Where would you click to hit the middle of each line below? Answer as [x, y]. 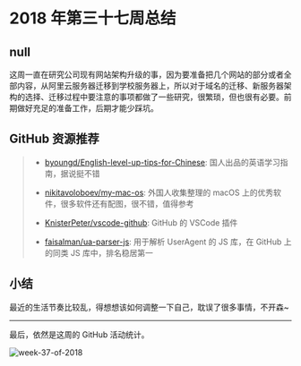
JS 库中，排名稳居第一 [112, 252]
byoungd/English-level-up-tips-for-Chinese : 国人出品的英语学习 [162, 162]
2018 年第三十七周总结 [93, 18]
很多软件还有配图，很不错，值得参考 [127, 203]
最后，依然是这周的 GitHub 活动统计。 [79, 334]
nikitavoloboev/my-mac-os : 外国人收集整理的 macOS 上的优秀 [159, 192]
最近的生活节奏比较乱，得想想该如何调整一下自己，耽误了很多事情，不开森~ [149, 307]
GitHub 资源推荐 [55, 139]
